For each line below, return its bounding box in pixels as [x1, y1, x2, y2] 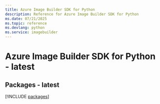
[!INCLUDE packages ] [5, 94, 49, 99]
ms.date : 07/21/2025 [5, 16, 47, 21]
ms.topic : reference [5, 21, 47, 26]
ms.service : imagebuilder [5, 30, 58, 35]
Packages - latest [5, 81, 60, 89]
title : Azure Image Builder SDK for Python [5, 7, 95, 12]
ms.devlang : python [5, 25, 45, 30]
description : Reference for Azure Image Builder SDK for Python [5, 12, 139, 17]
